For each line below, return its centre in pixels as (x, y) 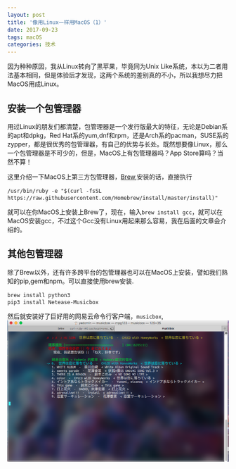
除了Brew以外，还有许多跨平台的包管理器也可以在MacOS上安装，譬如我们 (114, 272)
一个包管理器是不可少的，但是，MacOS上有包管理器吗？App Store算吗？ (112, 153)
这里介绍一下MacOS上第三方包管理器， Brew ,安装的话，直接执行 (100, 177)
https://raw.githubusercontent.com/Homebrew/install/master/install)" (113, 198)
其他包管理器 (35, 254)
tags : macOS (25, 37)
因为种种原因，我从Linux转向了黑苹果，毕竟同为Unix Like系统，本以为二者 (114, 66)
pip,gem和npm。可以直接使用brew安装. (77, 281)
